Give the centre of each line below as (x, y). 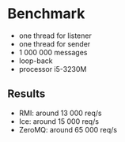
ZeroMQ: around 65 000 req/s (68, 129)
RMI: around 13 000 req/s (60, 113)
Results (27, 94)
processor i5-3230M (53, 69)
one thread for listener (55, 35)
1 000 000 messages (53, 52)
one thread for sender (55, 43)
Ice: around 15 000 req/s (59, 121)
